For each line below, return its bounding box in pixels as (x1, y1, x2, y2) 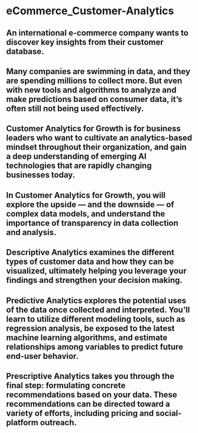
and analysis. (6, 227, 57, 237)
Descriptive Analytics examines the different (6, 247, 174, 257)
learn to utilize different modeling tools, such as (6, 314, 186, 324)
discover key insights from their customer (6, 37, 164, 47)
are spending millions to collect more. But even (6, 75, 183, 85)
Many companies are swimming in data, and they (6, 66, 191, 77)
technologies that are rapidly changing (6, 161, 152, 171)
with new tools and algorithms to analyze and (6, 85, 177, 95)
